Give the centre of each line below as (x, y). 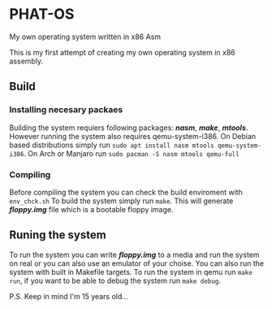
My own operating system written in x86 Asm (85, 37)
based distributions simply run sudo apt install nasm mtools (112, 145)
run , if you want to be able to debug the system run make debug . (115, 281)
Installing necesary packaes (66, 110)
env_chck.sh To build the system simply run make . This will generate (121, 201)
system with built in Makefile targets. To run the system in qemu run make (131, 272)
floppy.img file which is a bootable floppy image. (91, 209)
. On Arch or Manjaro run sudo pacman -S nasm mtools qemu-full (132, 153)
